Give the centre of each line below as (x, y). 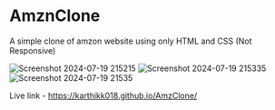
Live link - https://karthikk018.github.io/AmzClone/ (103, 95)
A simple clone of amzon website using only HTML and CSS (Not (131, 41)
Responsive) (33, 50)
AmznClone (55, 16)
